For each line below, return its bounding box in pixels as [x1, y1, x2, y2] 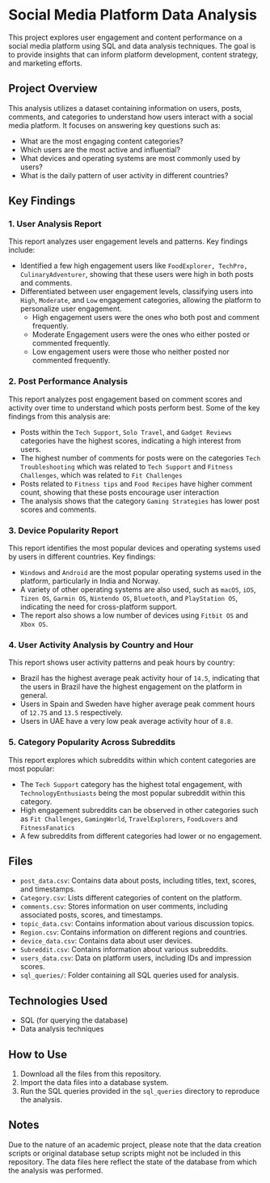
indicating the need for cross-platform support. [19, 602, 178, 612]
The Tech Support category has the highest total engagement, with [19, 779, 243, 789]
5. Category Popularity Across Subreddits [8, 737, 176, 748]
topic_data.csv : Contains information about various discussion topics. [19, 919, 255, 929]
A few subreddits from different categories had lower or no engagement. [19, 831, 263, 840]
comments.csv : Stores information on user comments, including [19, 901, 228, 912]
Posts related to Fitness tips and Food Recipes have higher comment [19, 479, 253, 488]
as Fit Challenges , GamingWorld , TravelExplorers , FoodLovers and [19, 814, 238, 823]
